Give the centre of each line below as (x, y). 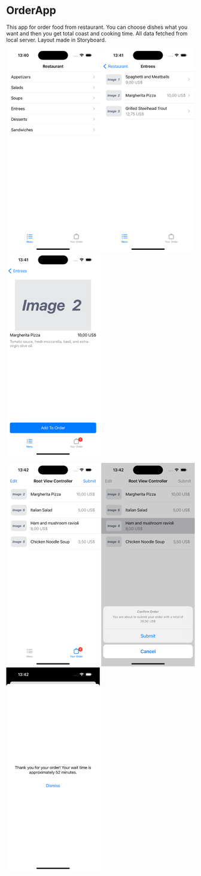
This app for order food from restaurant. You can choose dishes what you (97, 27)
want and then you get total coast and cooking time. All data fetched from (97, 33)
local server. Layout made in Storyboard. (56, 40)
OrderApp (31, 11)
